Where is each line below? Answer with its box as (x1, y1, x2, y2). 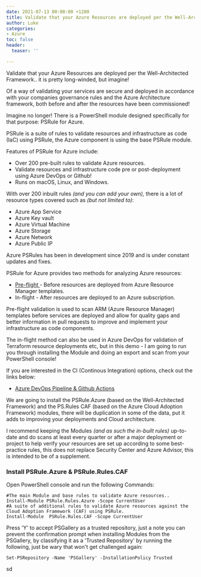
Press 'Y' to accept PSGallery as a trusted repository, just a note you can (6, 524, 185, 531)
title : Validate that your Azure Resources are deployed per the (6, 14, 172, 20)
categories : (6, 25, 36, 32)
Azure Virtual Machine (14, 220, 70, 228)
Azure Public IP (14, 240, 53, 247)
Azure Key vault (14, 214, 54, 222)
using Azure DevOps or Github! (14, 172, 92, 179)
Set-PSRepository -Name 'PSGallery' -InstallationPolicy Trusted (6, 555, 172, 561)
